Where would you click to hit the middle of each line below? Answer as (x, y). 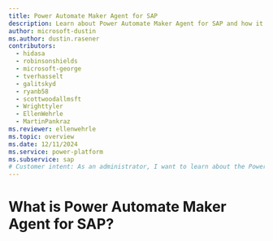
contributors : (32, 46)
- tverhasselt (39, 76)
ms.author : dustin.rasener (54, 39)
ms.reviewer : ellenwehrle (52, 129)
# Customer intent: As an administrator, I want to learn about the (127, 167)
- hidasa (30, 54)
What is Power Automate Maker (117, 207)
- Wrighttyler (39, 106)
